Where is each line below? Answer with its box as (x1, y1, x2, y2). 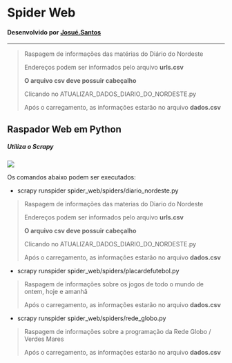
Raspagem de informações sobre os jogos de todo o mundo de (23, 279, 204, 288)
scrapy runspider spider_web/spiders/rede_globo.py (17, 314, 166, 322)
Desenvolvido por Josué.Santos (7, 28, 101, 36)
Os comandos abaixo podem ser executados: (7, 173, 136, 181)
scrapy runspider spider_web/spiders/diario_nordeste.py (17, 186, 179, 195)
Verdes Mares (23, 335, 64, 343)
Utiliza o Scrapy (7, 143, 54, 151)
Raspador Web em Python (7, 123, 122, 135)
